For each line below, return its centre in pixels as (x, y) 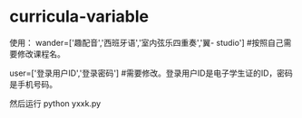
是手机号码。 (33, 84)
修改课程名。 (41, 54)
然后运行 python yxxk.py (55, 103)
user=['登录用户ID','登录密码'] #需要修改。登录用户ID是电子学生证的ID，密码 (151, 73)
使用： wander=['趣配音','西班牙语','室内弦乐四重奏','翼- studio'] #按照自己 (146, 42)
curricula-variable (79, 17)
